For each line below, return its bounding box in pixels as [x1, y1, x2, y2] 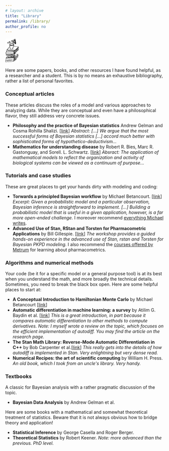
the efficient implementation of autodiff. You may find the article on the [12, 328, 160, 334]
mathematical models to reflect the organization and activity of [12, 154, 144, 160]
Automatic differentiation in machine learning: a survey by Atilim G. [12, 307, 156, 313]
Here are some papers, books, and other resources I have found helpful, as [5, 67, 161, 73]
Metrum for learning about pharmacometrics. [12, 247, 107, 253]
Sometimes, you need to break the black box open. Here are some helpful [5, 281, 158, 287]
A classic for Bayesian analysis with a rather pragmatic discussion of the [5, 384, 155, 390]
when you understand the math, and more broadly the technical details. [5, 276, 153, 282]
